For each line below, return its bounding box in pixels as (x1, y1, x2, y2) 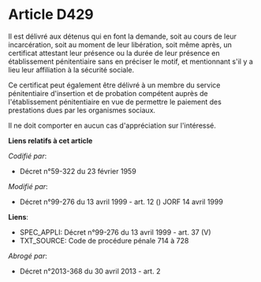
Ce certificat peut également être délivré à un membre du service (8, 80, 221, 90)
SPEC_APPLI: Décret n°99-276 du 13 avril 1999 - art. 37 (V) (19, 227, 211, 237)
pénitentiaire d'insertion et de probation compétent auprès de (8, 88, 208, 98)
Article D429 (8, 6, 95, 24)
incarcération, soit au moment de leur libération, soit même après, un (8, 39, 233, 49)
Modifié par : (8, 181, 49, 191)
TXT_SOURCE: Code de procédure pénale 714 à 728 (19, 236, 189, 245)
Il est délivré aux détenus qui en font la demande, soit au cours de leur (8, 32, 237, 41)
